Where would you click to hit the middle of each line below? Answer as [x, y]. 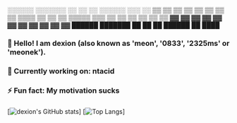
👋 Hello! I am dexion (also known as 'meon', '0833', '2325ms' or [119, 43]
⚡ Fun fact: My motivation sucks [63, 90]
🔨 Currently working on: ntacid [61, 71]
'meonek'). [26, 52]
